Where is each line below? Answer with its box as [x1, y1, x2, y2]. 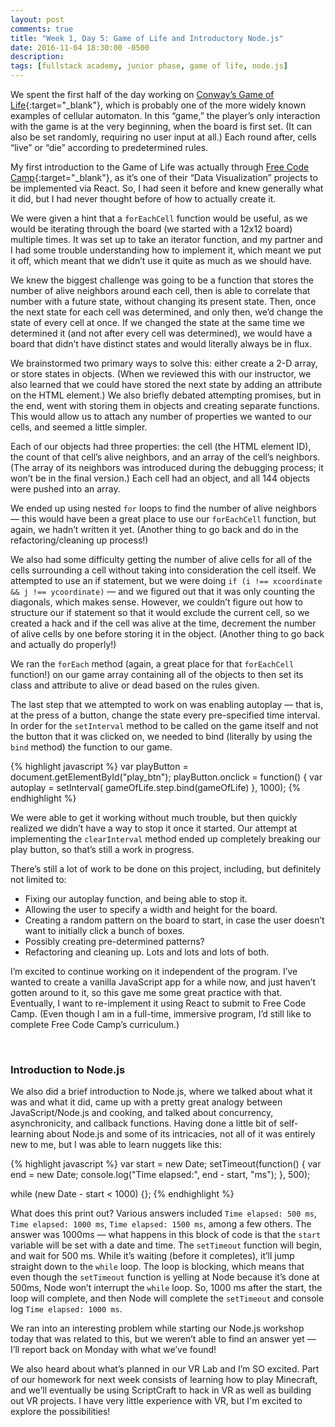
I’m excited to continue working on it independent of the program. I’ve [10, 966, 298, 977]
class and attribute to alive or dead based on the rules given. [10, 679, 260, 691]
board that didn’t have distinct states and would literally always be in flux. [10, 338, 313, 350]
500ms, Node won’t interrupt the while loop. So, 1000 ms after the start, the [10, 1282, 323, 1294]
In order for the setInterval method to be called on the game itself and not [10, 720, 319, 731]
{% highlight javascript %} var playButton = [10, 761, 189, 772]
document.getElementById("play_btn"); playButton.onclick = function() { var [10, 771, 323, 783]
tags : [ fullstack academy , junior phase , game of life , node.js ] [10, 61, 288, 71]
